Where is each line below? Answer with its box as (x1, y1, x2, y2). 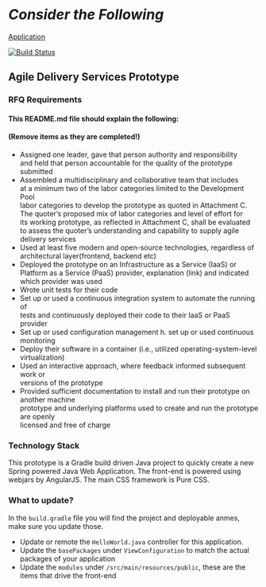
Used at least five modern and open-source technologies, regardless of (19, 243, 255, 252)
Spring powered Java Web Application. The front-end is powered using (8, 467, 241, 476)
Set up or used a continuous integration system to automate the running (19, 293, 256, 303)
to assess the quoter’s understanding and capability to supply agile (19, 226, 240, 235)
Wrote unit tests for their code (19, 285, 118, 295)
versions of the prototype (19, 378, 103, 387)
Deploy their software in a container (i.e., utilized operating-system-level (19, 344, 257, 354)
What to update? (8, 495, 74, 506)
